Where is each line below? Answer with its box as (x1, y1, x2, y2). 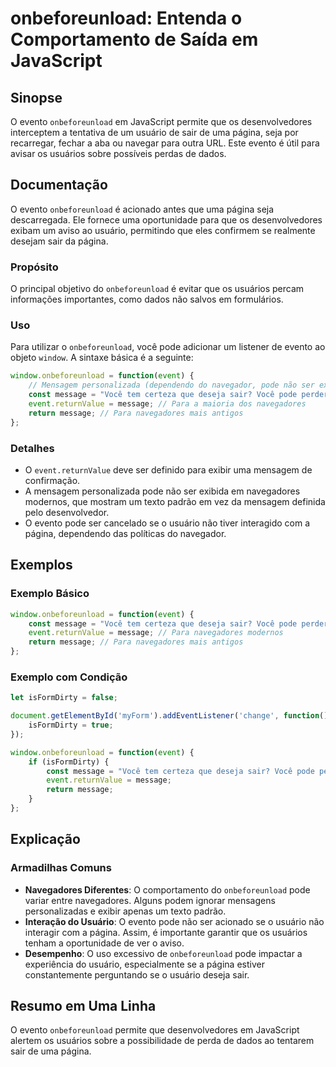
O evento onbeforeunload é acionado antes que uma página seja (10, 203, 275, 215)
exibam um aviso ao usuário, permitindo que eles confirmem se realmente (10, 224, 316, 236)
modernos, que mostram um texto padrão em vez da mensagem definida (24, 495, 326, 507)
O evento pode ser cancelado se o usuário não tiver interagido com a (24, 517, 311, 529)
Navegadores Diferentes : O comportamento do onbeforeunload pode (24, 883, 311, 896)
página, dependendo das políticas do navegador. (24, 527, 227, 539)
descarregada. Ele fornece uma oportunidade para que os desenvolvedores (10, 213, 323, 226)
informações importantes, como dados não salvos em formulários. (10, 293, 284, 306)
